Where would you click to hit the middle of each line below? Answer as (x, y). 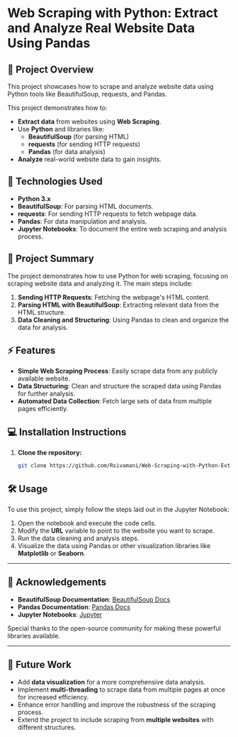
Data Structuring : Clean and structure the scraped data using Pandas (119, 386)
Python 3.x (34, 198)
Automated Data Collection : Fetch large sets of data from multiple (115, 401)
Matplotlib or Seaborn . (52, 553)
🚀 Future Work (40, 665)
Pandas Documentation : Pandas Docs (74, 607)
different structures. (47, 727)
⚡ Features (32, 350)
